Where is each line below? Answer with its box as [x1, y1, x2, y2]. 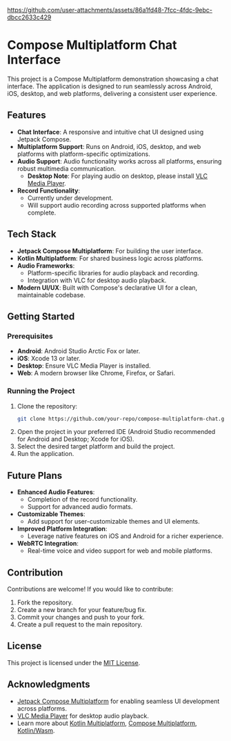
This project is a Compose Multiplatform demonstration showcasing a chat [7, 75, 219, 83]
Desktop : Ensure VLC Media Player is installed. [17, 362, 151, 370]
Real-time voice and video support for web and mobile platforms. [27, 546, 212, 555]
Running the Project [7, 386, 75, 396]
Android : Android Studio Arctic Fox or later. [17, 347, 141, 355]
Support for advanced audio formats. [27, 503, 133, 511]
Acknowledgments [7, 679, 91, 691]
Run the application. [17, 450, 74, 458]
